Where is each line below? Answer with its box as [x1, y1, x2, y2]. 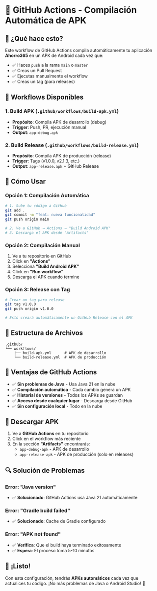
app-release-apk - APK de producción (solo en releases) [19, 451, 134, 458]
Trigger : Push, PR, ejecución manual [12, 124, 87, 130]
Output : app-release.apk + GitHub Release [12, 163, 99, 169]
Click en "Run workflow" [12, 269, 64, 275]
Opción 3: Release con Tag [5, 286, 70, 293]
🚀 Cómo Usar [5, 178, 46, 186]
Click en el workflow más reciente [12, 436, 81, 442]
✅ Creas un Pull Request [12, 68, 62, 73]
